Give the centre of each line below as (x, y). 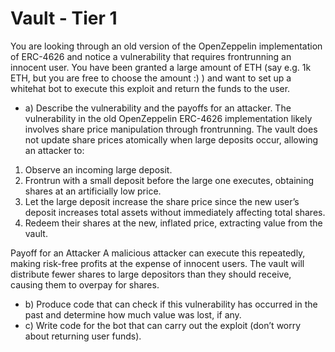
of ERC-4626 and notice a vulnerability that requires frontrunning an (151, 56)
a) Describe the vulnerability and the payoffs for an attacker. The (158, 108)
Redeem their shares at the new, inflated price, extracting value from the (173, 223)
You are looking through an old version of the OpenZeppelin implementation (166, 46)
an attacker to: (54, 150)
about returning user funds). (83, 336)
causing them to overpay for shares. (85, 284)
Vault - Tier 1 (64, 18)
